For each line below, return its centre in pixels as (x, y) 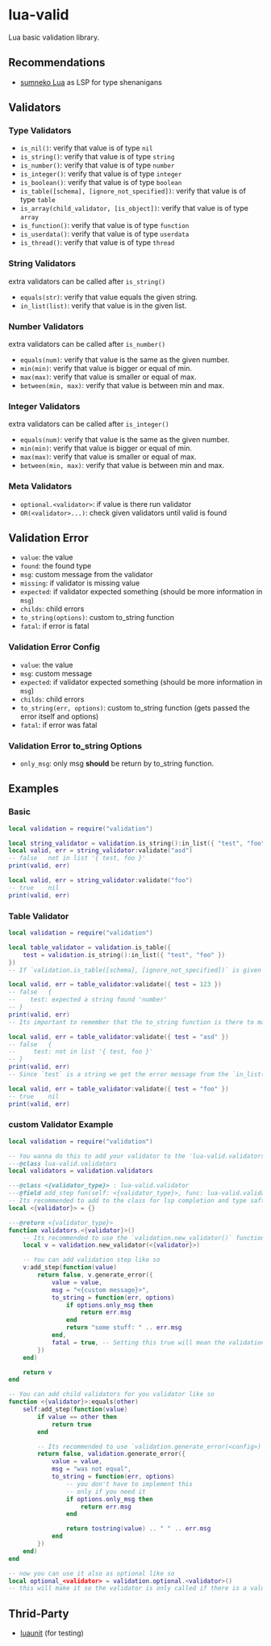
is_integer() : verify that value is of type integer (101, 174)
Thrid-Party (39, 1613)
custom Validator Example (61, 1125)
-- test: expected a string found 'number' (88, 1000)
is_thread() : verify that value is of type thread (97, 243)
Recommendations (57, 63)
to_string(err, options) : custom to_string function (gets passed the (135, 707)
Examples (33, 789)
